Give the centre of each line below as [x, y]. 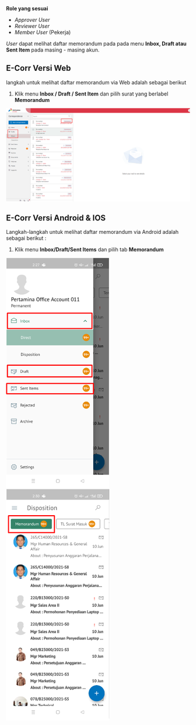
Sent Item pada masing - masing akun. [53, 50]
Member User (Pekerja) [43, 32]
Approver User [32, 20]
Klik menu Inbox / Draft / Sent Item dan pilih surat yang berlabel [91, 94]
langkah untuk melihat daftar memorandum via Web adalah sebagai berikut [96, 82]
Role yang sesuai [27, 8]
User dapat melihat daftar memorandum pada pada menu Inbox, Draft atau [96, 44]
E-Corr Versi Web [38, 68]
